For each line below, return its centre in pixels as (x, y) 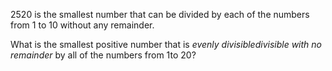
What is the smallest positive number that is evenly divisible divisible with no (166, 44)
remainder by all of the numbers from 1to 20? (103, 55)
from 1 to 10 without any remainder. (82, 25)
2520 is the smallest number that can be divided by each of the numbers (160, 14)
